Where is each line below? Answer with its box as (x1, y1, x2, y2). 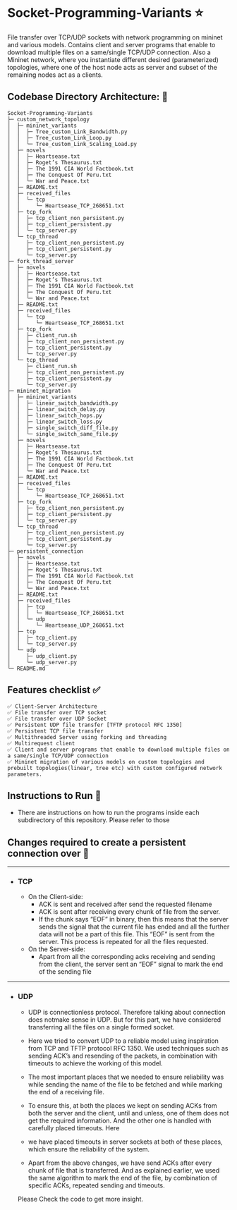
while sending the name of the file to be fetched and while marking (28, 1080, 223, 1089)
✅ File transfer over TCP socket (7, 709, 107, 716)
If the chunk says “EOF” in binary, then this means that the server (38, 915, 229, 924)
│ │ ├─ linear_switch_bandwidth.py (7, 399, 119, 407)
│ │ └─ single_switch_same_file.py (7, 430, 119, 437)
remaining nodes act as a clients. (7, 71, 104, 79)
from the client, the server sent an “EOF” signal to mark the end (38, 960, 224, 969)
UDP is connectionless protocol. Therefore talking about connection (28, 1008, 226, 1016)
